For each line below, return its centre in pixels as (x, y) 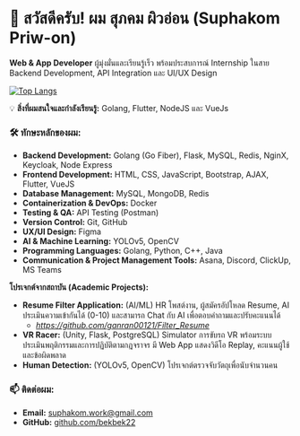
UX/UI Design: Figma (61, 231)
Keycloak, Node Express (67, 165)
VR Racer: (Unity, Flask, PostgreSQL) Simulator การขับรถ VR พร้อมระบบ (147, 335)
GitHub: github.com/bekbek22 (79, 422)
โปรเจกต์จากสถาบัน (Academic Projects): (79, 287)
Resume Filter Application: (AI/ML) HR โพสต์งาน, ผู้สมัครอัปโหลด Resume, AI (155, 305)
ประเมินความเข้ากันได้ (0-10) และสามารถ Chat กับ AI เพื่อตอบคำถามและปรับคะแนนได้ (151, 315)
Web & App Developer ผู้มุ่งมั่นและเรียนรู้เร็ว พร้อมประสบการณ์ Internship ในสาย (140, 63)
